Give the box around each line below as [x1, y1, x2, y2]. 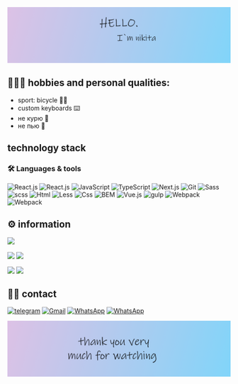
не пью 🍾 [17, 121, 46, 130]
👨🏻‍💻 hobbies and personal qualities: [7, 77, 170, 89]
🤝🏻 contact [7, 287, 57, 300]
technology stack [7, 142, 86, 154]
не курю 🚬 [17, 114, 50, 122]
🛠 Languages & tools [7, 164, 81, 174]
